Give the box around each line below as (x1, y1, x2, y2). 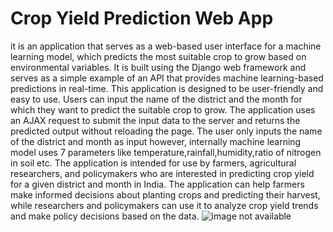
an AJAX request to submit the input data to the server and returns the (10, 114, 301, 126)
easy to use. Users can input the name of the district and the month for (10, 93, 303, 105)
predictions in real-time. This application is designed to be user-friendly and (10, 82, 324, 94)
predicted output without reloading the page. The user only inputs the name (10, 125, 323, 137)
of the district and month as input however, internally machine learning (10, 135, 302, 147)
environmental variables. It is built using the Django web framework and (10, 61, 307, 73)
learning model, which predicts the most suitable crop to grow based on (10, 50, 307, 62)
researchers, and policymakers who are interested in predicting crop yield (10, 167, 315, 179)
